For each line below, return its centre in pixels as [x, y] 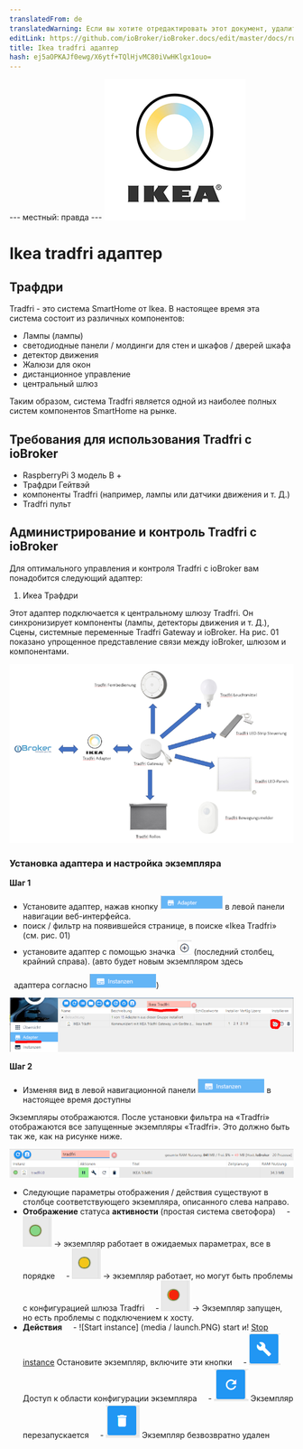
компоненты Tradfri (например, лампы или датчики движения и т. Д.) [156, 494]
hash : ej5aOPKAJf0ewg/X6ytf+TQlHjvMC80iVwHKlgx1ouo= [110, 57]
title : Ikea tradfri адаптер [64, 48]
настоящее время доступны [77, 1100]
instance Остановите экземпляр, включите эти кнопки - [135, 1362]
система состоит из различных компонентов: [97, 318]
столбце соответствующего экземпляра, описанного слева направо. [156, 1202]
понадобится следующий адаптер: [76, 577]
